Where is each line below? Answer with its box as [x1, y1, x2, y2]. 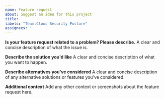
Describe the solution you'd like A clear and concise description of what [5, 54, 155, 60]
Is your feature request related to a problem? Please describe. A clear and [5, 39, 160, 45]
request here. [5, 89, 33, 95]
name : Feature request [5, 7, 52, 12]
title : [5, 16, 19, 21]
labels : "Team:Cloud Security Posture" [5, 21, 88, 26]
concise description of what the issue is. [5, 45, 88, 50]
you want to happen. [5, 59, 47, 65]
